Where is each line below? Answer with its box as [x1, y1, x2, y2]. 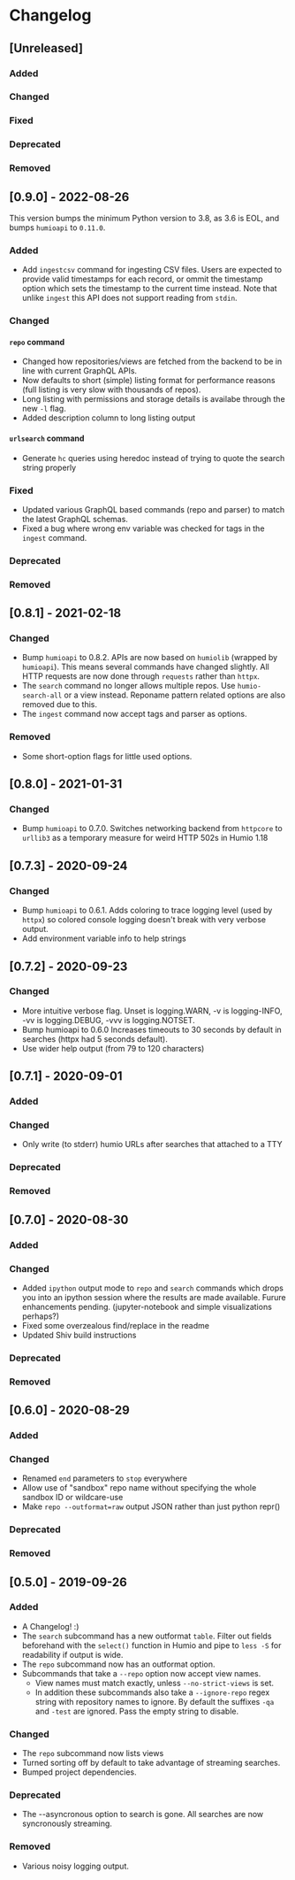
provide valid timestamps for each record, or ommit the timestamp [21, 274, 263, 284]
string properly [21, 462, 77, 473]
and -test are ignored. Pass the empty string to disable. [34, 1706, 239, 1716]
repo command [9, 336, 65, 347]
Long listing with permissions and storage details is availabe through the [21, 394, 285, 405]
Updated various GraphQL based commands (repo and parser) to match [21, 504, 285, 514]
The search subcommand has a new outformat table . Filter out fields [21, 1630, 272, 1641]
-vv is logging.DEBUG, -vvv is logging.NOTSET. [21, 1014, 196, 1025]
